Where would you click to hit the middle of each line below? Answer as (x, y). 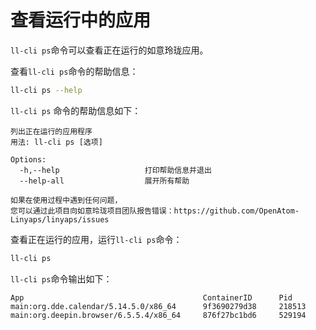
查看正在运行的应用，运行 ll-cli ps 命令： (96, 239)
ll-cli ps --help (46, 90)
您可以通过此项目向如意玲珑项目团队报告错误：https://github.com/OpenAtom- (155, 211)
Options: (28, 159)
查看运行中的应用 (81, 20)
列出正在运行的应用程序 (51, 131)
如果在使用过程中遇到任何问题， (66, 200)
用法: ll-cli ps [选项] (56, 142)
